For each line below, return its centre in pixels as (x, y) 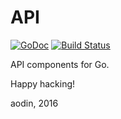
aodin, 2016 (34, 103)
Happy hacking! (43, 83)
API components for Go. (60, 64)
